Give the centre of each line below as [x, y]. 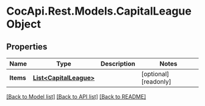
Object [24, 24]
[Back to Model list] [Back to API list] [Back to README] [76, 97]
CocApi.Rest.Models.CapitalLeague [99, 11]
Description [118, 64]
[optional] [155, 74]
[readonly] [156, 82]
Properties [27, 47]
